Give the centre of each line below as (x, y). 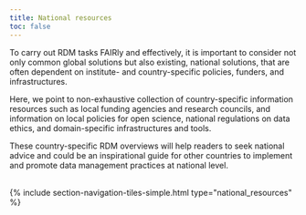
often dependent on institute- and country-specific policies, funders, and (147, 72)
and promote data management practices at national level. (119, 165)
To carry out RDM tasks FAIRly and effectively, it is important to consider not (153, 52)
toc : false (30, 26)
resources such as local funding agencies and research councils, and (140, 108)
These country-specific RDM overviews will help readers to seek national (147, 146)
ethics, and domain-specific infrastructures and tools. (111, 128)
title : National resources (61, 18)
